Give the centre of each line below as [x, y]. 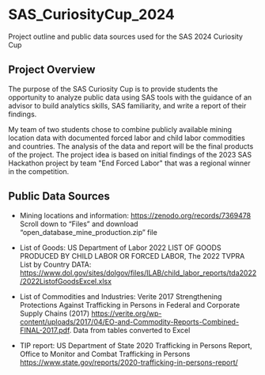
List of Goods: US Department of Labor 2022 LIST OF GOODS [120, 248]
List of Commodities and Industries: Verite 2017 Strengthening [121, 296]
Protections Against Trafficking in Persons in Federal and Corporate [130, 305]
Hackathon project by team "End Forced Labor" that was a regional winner [129, 163]
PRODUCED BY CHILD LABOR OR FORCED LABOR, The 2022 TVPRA [132, 256]
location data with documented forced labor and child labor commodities [127, 138]
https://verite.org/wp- [126, 313]
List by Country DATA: [55, 264]
